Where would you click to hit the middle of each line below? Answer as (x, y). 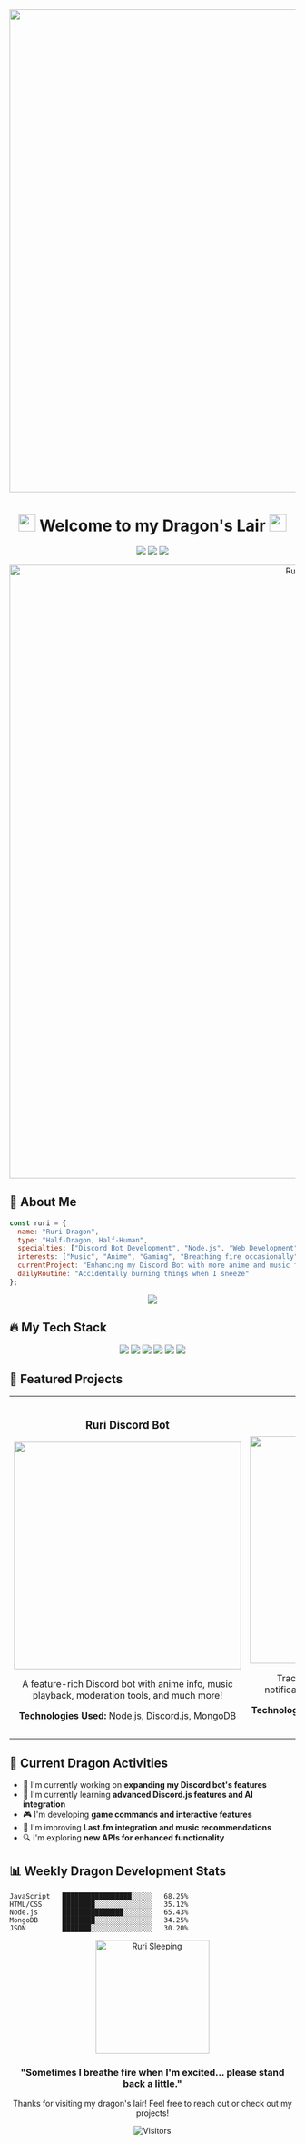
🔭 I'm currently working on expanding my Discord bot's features (145, 1785)
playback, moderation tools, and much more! (128, 1696)
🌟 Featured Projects (66, 1379)
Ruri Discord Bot (128, 1425)
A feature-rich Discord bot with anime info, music (128, 1684)
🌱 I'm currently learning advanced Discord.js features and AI (138, 1795)
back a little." (152, 2083)
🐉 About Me (43, 1202)
